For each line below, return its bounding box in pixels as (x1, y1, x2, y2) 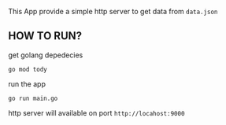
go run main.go (8, 94, 58, 102)
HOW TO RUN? (8, 29, 83, 42)
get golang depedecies (8, 50, 83, 60)
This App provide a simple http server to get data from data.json (8, 7, 218, 16)
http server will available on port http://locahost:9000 (8, 108, 185, 117)
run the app (8, 79, 46, 89)
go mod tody (8, 65, 47, 73)
